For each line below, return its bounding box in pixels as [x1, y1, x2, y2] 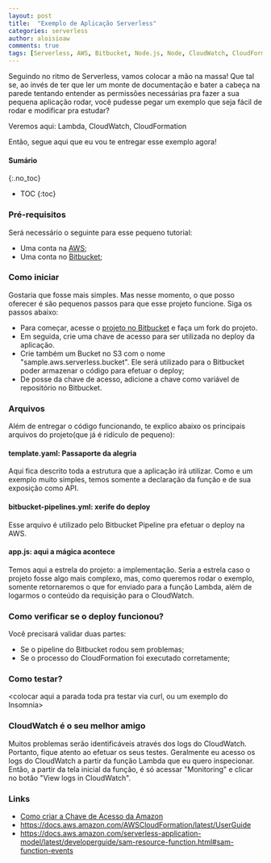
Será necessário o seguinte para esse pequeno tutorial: [8, 227, 193, 237]
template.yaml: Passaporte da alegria [8, 448, 137, 458]
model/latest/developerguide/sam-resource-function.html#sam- [19, 836, 234, 847]
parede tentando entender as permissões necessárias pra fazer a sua [8, 89, 240, 98]
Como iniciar [8, 272, 60, 283]
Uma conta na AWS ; [19, 243, 87, 252]
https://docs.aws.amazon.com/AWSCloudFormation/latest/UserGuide [19, 819, 252, 829]
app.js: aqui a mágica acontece [8, 547, 115, 557]
